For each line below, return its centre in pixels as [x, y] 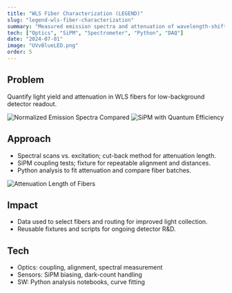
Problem [26, 80]
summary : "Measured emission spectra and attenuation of [91, 26]
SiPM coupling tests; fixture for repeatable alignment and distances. [114, 163]
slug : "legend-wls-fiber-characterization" [71, 20]
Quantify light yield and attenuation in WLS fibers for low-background [106, 97]
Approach [29, 139]
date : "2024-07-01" [35, 39]
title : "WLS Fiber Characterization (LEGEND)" [75, 13]
